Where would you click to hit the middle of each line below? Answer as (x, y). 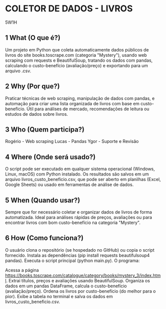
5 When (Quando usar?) (43, 200)
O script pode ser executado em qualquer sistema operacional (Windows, (80, 169)
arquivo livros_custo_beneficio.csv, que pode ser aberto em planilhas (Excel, (83, 179)
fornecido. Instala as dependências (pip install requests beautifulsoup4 (77, 255)
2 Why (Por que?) (33, 86)
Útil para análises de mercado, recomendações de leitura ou (88, 109)
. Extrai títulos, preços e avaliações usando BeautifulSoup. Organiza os (78, 280)
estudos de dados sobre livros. (37, 114)
